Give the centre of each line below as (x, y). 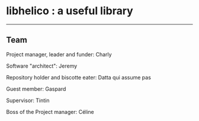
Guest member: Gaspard (36, 89)
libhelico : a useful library (70, 11)
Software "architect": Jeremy (42, 66)
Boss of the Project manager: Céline (50, 112)
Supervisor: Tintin (28, 100)
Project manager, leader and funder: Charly (59, 54)
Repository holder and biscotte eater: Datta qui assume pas (78, 77)
